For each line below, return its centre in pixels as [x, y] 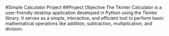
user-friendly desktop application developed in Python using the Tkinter [81, 13]
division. [14, 29]
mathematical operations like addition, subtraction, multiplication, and [79, 23]
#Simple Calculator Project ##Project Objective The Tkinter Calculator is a [83, 7]
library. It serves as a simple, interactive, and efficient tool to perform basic [85, 18]
